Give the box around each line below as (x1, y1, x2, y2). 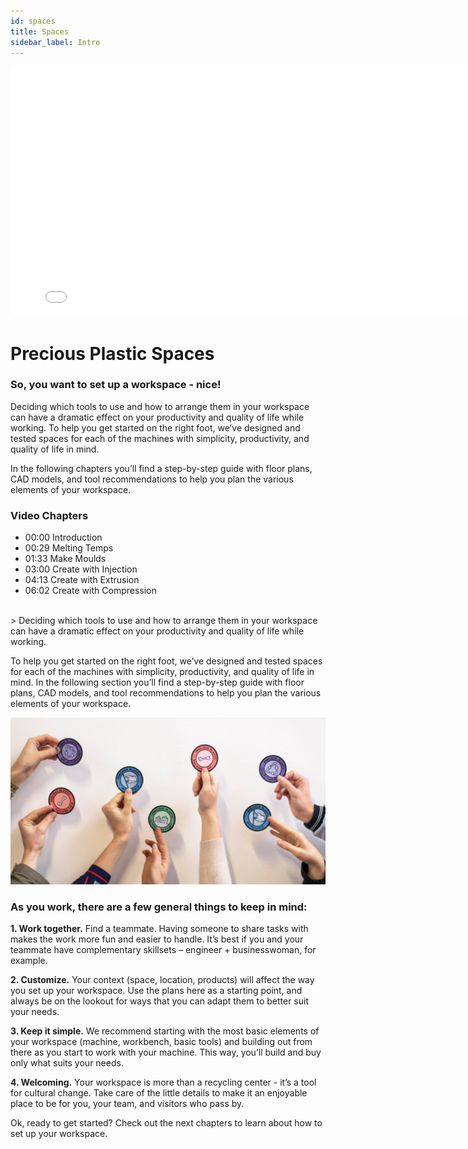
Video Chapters (10, 508, 89, 522)
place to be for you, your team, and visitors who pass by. (10, 1098, 245, 1110)
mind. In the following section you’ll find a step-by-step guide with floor (10, 676, 305, 689)
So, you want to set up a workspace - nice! (10, 378, 222, 392)
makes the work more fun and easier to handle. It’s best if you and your (10, 933, 304, 945)
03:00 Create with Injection (24, 563, 138, 575)
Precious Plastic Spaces (10, 342, 215, 365)
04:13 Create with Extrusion (24, 574, 140, 586)
